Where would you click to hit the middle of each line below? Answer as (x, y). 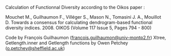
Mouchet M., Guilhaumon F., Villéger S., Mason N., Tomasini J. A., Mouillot (83, 17)
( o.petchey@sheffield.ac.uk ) (35, 48)
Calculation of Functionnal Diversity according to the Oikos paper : (75, 7)
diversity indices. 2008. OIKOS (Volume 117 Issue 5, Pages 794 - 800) (78, 28)
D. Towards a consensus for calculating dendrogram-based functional (79, 22)
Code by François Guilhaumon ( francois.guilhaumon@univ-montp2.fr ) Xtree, (86, 38)
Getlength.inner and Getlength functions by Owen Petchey (67, 43)
